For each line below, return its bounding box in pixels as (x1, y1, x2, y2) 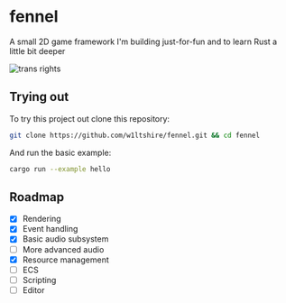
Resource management (22, 254, 110, 265)
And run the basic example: (9, 147, 112, 158)
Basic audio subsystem (22, 234, 109, 244)
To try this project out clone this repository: (9, 113, 170, 124)
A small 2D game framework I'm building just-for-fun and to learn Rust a (9, 36, 278, 47)
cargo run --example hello (9, 164, 111, 173)
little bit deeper (9, 45, 66, 56)
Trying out (9, 89, 69, 105)
